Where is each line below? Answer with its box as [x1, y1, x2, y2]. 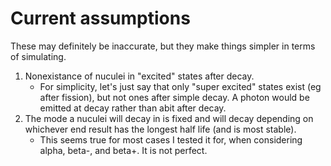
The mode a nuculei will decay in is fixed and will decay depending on [24, 112, 314, 124]
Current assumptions [10, 7, 191, 30]
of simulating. [10, 50, 67, 62]
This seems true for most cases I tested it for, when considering [39, 133, 303, 146]
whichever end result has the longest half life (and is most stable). [24, 123, 297, 135]
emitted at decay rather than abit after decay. [39, 102, 227, 114]
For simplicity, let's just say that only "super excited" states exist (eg [39, 80, 322, 92]
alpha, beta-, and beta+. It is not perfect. [39, 144, 208, 156]
